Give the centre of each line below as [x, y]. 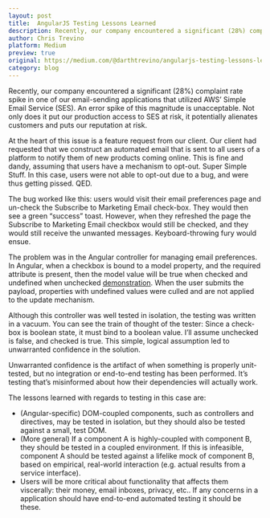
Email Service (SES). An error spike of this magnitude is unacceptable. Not [131, 108]
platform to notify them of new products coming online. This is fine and [126, 157]
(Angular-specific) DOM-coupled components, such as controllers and [137, 413]
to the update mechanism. [51, 300]
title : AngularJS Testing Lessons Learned [82, 23]
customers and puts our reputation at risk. [78, 124]
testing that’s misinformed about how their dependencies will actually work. [133, 381]
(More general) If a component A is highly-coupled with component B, [136, 438]
